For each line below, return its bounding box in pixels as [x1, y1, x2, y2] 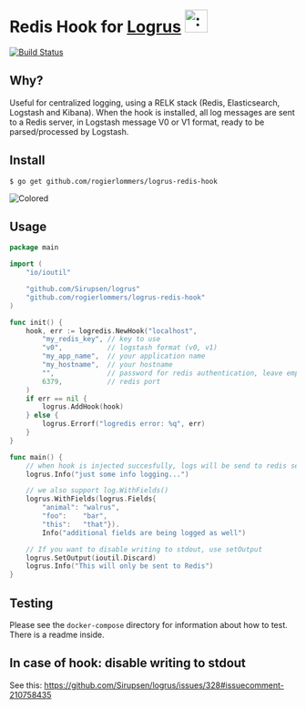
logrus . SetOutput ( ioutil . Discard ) [25, 553, 157, 562]
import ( [9, 259, 43, 268]
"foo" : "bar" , [42, 511, 107, 521]
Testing [9, 595, 54, 611]
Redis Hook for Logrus [9, 16, 182, 37]
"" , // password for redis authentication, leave [42, 369, 283, 378]
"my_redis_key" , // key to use [42, 335, 161, 344]
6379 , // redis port [42, 377, 161, 386]
